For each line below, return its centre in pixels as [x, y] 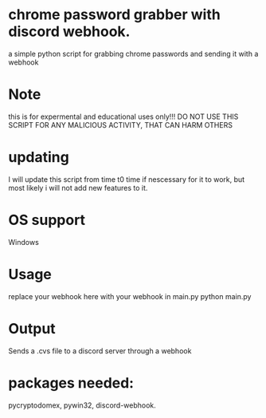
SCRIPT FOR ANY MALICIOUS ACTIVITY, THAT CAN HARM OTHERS [121, 124]
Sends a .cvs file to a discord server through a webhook [100, 351]
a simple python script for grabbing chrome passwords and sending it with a [133, 53]
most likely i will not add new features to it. [78, 187]
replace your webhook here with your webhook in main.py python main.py [130, 296]
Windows [24, 242]
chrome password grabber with [114, 15]
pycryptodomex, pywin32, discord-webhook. [82, 405]
